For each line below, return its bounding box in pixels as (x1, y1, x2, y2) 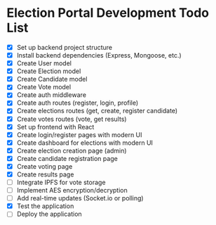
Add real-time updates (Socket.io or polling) (16, 194, 144, 202)
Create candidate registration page (16, 154, 119, 162)
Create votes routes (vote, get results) (16, 115, 127, 123)
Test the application (16, 202, 74, 210)
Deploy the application (16, 210, 82, 219)
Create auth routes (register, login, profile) (16, 98, 139, 107)
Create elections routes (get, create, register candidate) (16, 107, 178, 115)
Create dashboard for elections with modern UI (16, 139, 154, 147)
